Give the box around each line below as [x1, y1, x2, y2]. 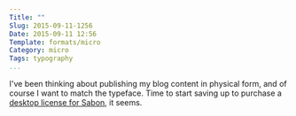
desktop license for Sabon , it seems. [9, 97, 143, 107]
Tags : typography [9, 54, 74, 63]
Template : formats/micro [9, 37, 101, 47]
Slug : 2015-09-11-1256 [9, 21, 93, 30]
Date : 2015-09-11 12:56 [9, 29, 97, 38]
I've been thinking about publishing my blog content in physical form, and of [9, 79, 287, 89]
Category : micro [9, 46, 69, 55]
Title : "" [9, 12, 46, 22]
